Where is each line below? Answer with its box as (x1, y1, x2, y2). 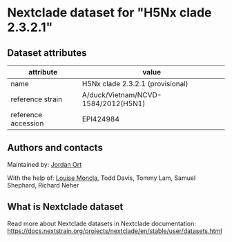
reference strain (10, 94, 63, 104)
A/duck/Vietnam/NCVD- (81, 90, 162, 99)
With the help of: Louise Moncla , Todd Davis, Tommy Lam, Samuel (7, 174, 196, 182)
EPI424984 (81, 114, 119, 123)
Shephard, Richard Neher (7, 181, 79, 189)
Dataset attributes (7, 47, 88, 59)
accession (10, 119, 44, 128)
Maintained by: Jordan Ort (7, 160, 81, 168)
